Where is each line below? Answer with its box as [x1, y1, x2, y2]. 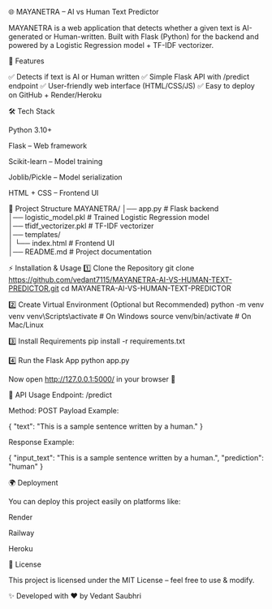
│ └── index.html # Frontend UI [8, 239, 115, 248]
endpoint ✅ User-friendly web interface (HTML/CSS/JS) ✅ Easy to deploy [8, 81, 256, 90]
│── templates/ [8, 230, 61, 239]
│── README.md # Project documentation [8, 247, 152, 257]
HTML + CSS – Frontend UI [8, 188, 99, 197]
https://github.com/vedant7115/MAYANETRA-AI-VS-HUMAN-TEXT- [8, 275, 233, 284]
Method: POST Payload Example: [8, 406, 119, 415]
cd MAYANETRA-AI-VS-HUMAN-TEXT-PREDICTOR [60, 283, 231, 293]
